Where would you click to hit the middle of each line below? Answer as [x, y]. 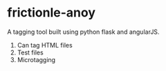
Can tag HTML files [45, 45]
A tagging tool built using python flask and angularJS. [83, 32]
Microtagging [36, 59]
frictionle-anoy [51, 13]
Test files [30, 52]
